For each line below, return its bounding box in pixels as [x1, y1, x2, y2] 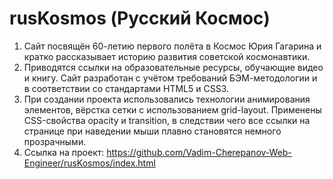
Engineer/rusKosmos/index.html [23, 157, 156, 169]
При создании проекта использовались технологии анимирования [23, 93, 311, 105]
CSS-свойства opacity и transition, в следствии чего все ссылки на [23, 114, 311, 126]
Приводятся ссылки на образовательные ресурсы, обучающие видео [23, 61, 324, 73]
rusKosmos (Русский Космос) [9, 7, 271, 30]
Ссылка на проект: [23, 146, 105, 158]
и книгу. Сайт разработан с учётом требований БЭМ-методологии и [23, 72, 318, 84]
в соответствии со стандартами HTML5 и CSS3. [23, 82, 230, 94]
